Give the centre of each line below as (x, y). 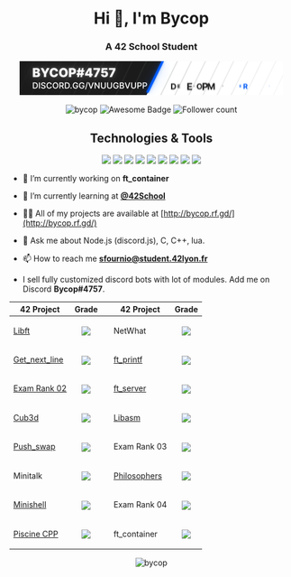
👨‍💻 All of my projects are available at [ (93, 214)
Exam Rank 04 (140, 505)
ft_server (130, 388)
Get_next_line (38, 359)
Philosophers (137, 475)
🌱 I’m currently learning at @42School (94, 196)
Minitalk (28, 475)
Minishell (30, 505)
